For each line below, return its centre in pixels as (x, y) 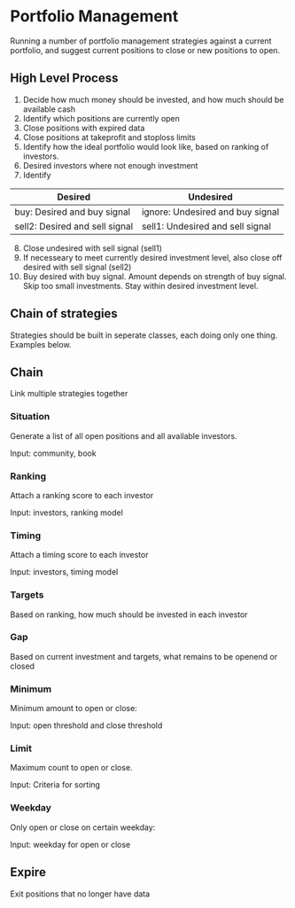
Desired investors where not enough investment (110, 165)
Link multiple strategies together (69, 394)
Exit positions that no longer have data (80, 894)
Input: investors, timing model (64, 572)
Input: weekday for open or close (70, 844)
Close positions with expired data (84, 128)
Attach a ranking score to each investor (82, 495)
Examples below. (41, 344)
